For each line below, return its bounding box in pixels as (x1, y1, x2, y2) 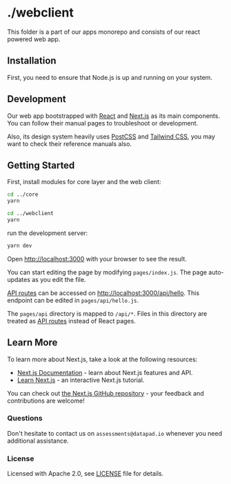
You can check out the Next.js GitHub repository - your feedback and (7, 389, 205, 397)
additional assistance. (7, 436, 69, 445)
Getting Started (7, 159, 75, 171)
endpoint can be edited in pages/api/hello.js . (7, 296, 139, 304)
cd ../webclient (7, 210, 54, 217)
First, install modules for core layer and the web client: (7, 178, 161, 186)
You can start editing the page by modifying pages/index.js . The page (7, 268, 208, 276)
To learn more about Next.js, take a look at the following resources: (7, 355, 198, 363)
